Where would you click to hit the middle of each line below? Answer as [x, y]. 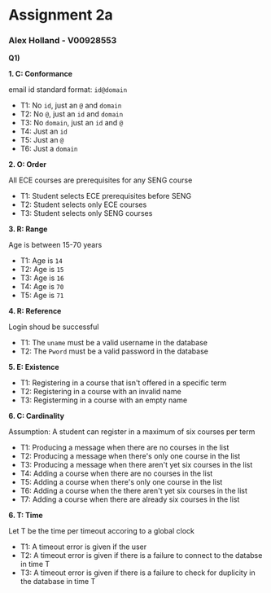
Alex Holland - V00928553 [63, 41]
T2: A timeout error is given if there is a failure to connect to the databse [141, 556]
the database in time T [58, 582]
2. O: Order [28, 165]
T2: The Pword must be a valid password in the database [114, 351]
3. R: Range [28, 229]
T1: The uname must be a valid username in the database [114, 343]
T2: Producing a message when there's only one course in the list [130, 456]
